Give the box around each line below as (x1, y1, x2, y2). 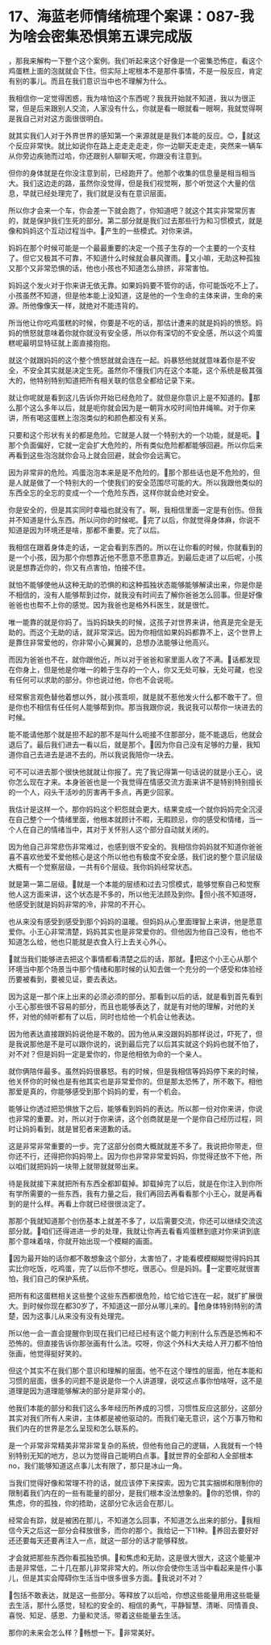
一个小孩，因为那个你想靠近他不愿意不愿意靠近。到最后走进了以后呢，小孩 (15, 552, 263, 562)
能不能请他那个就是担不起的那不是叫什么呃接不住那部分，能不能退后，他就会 (8, 729, 263, 739)
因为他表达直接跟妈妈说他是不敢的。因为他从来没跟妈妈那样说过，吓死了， (8, 1028, 256, 1038)
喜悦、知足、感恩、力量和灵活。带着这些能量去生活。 (8, 1610, 186, 1620)
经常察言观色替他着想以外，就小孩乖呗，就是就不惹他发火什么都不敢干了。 (8, 692, 256, 702)
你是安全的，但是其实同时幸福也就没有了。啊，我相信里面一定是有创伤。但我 (8, 505, 263, 515)
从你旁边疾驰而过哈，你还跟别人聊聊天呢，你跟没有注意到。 (8, 151, 206, 160)
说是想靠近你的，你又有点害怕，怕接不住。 (8, 562, 150, 572)
